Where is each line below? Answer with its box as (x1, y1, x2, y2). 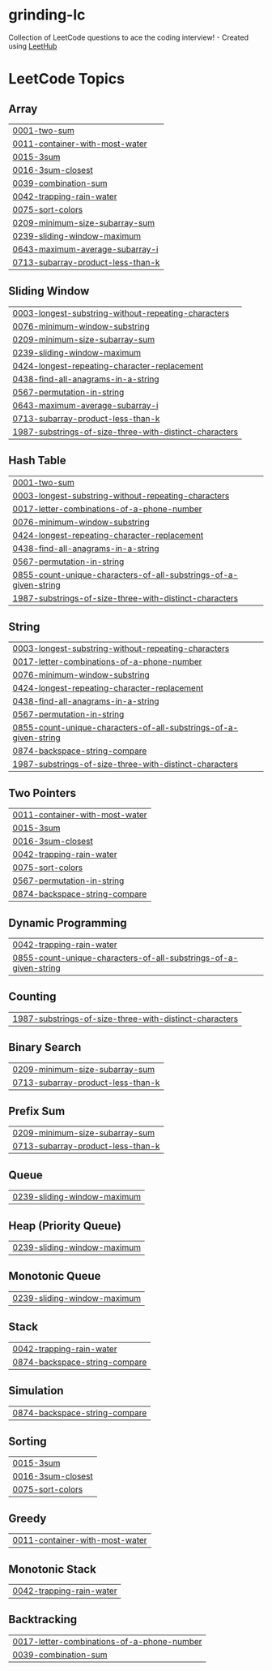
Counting (8, 990, 57, 1004)
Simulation (8, 1384, 64, 1398)
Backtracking (8, 1613, 78, 1626)
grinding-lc (8, 6, 86, 24)
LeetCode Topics (8, 70, 125, 88)
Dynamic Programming (8, 915, 127, 930)
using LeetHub (8, 41, 57, 50)
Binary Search (8, 1040, 82, 1054)
